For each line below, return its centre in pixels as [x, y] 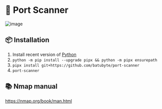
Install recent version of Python [44, 54]
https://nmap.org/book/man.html [39, 101]
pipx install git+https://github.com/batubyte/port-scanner [76, 65]
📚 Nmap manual [32, 86]
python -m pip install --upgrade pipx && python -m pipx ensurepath [85, 60]
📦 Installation [27, 40]
